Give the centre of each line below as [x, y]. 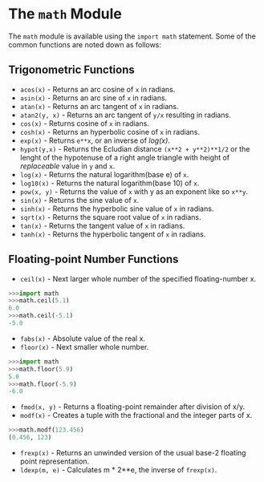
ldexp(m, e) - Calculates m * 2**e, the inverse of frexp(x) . [118, 470]
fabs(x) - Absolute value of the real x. [83, 338]
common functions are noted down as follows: [85, 44]
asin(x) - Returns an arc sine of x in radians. [93, 98]
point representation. [55, 461]
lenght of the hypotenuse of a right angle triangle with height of [125, 157]
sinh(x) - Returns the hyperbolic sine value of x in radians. [117, 209]
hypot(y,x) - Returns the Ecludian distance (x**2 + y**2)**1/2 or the [135, 148]
